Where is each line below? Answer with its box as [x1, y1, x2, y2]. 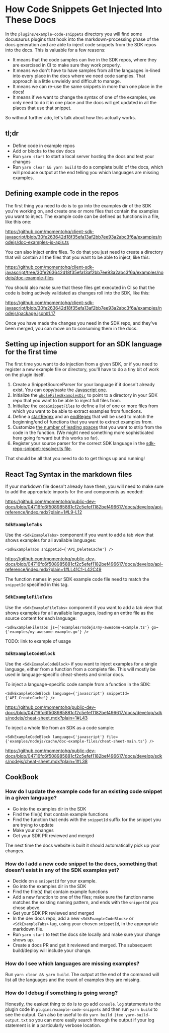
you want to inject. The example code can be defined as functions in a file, [5, 213, 160, 219]
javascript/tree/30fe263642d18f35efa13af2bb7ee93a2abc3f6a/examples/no [5, 269, 164, 275]
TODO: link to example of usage [5, 638, 71, 644]
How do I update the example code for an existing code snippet [5, 788, 162, 795]
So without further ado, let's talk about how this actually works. [5, 114, 136, 120]
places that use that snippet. [12, 105, 72, 111]
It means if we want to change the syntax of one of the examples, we [12, 94, 156, 100]
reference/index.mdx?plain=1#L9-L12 [5, 509, 82, 515]
